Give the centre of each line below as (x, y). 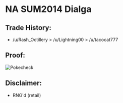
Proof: (15, 55)
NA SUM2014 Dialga (48, 9)
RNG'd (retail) (27, 95)
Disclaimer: (23, 83)
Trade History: (28, 28)
